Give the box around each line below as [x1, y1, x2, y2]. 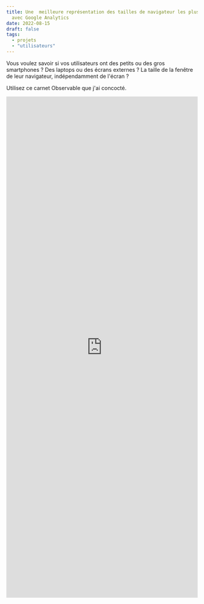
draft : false [6, 26, 39, 32]
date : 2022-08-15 [6, 20, 50, 26]
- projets [12, 37, 36, 43]
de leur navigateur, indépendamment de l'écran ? [6, 72, 129, 80]
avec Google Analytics [12, 15, 69, 21]
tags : [6, 32, 20, 38]
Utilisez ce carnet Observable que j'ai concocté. [6, 84, 127, 91]
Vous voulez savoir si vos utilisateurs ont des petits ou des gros [6, 59, 165, 67]
